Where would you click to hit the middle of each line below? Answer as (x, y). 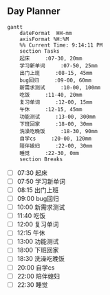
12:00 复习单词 (38, 224)
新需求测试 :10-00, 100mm (60, 87)
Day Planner (34, 11)
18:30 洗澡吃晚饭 (41, 259)
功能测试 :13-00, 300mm (58, 117)
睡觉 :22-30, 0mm (49, 153)
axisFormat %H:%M (44, 39)
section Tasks (40, 51)
